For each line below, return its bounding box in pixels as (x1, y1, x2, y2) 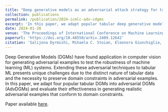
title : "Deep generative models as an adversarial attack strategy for (5, 7, 157, 13)
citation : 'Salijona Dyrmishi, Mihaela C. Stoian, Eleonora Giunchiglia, (5, 40, 162, 45)
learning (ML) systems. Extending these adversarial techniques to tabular (5, 64, 156, 70)
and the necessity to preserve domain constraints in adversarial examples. (5, 75, 158, 81)
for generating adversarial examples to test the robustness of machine (5, 59, 150, 65)
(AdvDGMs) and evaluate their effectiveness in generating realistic (5, 86, 142, 92)
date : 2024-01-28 (5, 26, 41, 31)
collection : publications (5, 12, 59, 17)
